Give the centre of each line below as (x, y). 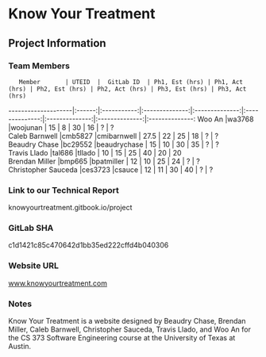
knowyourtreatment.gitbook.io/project (70, 208)
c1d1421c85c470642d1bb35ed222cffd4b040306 (89, 245)
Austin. (20, 347)
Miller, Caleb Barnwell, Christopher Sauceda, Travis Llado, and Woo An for (130, 329)
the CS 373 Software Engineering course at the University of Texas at (122, 338)
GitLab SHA (31, 228)
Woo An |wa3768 (226, 119)
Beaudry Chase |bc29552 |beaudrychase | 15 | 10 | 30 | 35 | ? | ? (114, 144)
